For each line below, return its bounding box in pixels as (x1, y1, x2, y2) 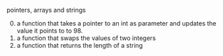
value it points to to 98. (16, 27, 83, 35)
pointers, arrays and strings (6, 6, 86, 14)
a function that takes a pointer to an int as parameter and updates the (16, 19, 217, 27)
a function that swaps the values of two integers (16, 34, 157, 42)
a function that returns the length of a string (16, 41, 143, 49)
